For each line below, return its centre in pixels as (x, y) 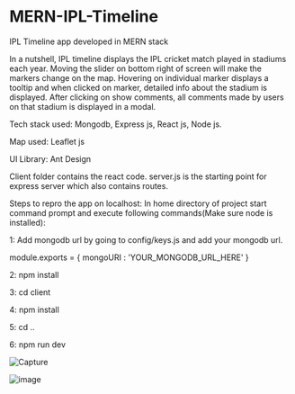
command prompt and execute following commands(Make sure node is (141, 212)
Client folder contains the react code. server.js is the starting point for (138, 176)
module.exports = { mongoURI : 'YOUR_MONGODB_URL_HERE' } (129, 257)
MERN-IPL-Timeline (84, 17)
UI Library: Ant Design (50, 158)
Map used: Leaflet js (47, 141)
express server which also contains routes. (89, 185)
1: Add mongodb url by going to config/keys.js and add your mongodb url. (146, 239)
